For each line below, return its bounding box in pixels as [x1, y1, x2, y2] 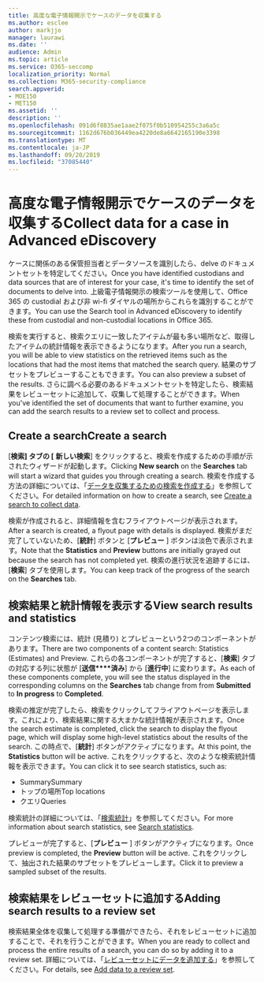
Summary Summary [19, 777, 83, 786]
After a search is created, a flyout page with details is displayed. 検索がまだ [8, 525, 253, 535]
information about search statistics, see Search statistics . [8, 822, 195, 831]
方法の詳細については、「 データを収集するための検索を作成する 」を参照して [8, 480, 253, 490]
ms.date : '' [8, 41, 47, 49]
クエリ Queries [19, 796, 67, 805]
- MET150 [8, 99, 37, 107]
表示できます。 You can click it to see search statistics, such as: [21, 761, 227, 771]
